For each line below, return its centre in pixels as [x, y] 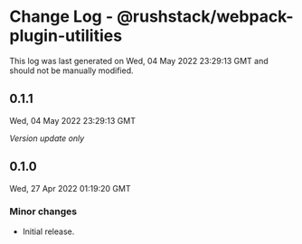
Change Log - [61, 17]
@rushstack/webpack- [205, 17]
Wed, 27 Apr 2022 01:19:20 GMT [70, 188]
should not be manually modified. [71, 70]
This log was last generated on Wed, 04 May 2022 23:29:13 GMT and [139, 61]
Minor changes [43, 211]
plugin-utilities [66, 36]
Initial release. [48, 231]
